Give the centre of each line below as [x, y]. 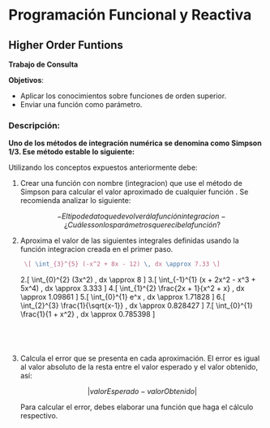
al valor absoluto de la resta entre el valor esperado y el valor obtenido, [139, 367]
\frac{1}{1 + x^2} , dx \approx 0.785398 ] [88, 314]
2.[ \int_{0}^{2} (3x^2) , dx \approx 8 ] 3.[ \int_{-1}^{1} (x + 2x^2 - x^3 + [138, 280]
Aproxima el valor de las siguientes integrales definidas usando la [129, 240]
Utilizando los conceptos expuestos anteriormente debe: [103, 167]
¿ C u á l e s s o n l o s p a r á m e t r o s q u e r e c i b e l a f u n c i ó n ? [142, 225]
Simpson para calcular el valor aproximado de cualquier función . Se [134, 192]
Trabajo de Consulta [43, 64]
